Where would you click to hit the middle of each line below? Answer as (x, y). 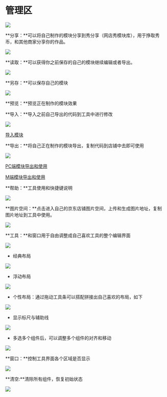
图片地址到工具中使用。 (30, 215)
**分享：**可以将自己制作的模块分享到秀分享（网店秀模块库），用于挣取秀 (82, 35)
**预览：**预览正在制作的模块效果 (41, 103)
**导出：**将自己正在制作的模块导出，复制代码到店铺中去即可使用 (75, 145)
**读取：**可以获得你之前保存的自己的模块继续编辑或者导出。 (70, 62)
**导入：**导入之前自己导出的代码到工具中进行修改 (59, 114)
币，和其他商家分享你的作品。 (37, 42)
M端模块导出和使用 (25, 177)
